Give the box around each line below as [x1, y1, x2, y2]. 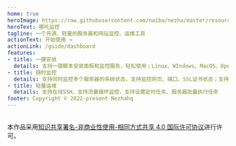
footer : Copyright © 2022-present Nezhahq [7, 95, 133, 102]
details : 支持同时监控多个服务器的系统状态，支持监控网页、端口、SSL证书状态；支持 [13, 75, 230, 83]
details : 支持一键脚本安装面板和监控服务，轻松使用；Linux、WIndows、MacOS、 [13, 62, 221, 69]
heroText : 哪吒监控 [7, 23, 60, 30]
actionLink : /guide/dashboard [7, 43, 96, 50]
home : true [7, 10, 39, 18]
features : [7, 50, 37, 57]
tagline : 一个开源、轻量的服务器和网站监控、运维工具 [7, 29, 146, 37]
